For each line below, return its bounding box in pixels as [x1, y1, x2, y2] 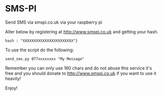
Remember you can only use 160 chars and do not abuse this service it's [5, 65, 152, 71]
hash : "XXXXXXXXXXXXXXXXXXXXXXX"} [5, 38, 78, 43]
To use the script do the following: [5, 47, 74, 53]
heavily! [5, 75, 21, 81]
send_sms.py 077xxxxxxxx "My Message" [5, 56, 84, 62]
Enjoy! [5, 85, 18, 91]
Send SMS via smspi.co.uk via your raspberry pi [5, 19, 103, 25]
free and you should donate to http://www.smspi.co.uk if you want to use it [5, 70, 157, 76]
